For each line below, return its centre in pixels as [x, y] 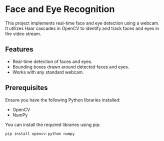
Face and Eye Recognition [60, 9]
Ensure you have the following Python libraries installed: [63, 100]
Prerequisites [26, 88]
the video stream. [23, 33]
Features [19, 49]
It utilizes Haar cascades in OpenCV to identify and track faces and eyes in [82, 28]
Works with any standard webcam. [48, 72]
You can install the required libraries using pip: [53, 124]
